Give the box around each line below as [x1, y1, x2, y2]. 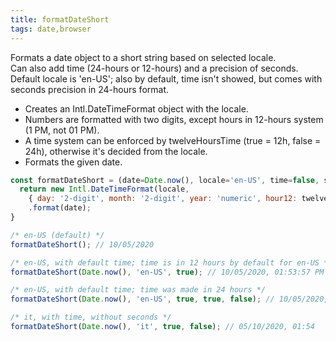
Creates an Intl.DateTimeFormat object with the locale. [24, 102, 249, 115]
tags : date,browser [10, 24, 92, 34]
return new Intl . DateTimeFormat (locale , [19, 184, 190, 195]
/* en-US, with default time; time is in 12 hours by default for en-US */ [10, 257, 333, 268]
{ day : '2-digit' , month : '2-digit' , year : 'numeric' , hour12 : [28, 194, 298, 204]
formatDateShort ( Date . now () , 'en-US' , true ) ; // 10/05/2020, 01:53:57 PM [10, 267, 325, 277]
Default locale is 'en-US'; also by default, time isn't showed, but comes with [10, 72, 323, 85]
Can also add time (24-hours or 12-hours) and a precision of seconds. [10, 62, 299, 74]
